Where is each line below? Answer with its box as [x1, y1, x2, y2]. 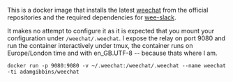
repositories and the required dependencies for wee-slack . [7, 13, 176, 22]
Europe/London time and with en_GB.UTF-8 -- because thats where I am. [7, 49, 218, 57]
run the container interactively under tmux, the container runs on [7, 42, 193, 49]
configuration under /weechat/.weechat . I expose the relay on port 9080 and [7, 34, 225, 42]
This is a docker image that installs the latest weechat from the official [7, 6, 209, 14]
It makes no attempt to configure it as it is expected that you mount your [7, 27, 215, 35]
